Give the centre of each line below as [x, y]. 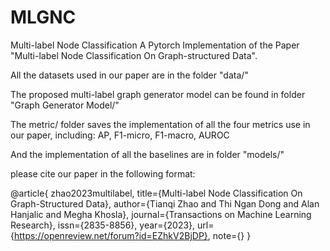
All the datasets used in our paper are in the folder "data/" [129, 75]
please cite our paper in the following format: [103, 173]
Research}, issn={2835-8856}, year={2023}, [103, 225]
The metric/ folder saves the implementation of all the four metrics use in [160, 124]
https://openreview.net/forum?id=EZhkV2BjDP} [110, 235]
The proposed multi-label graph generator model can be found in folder [158, 94]
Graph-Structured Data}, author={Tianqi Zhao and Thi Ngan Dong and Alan [165, 203]
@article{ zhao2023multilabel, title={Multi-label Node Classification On [156, 193]
